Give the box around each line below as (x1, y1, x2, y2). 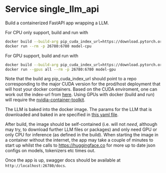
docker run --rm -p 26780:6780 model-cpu (5, 44, 92, 49)
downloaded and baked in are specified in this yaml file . (5, 112, 119, 117)
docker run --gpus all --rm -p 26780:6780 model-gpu (5, 67, 116, 72)
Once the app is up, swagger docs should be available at (5, 157, 121, 163)
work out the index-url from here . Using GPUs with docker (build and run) (5, 92, 155, 98)
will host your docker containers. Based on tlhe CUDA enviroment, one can (5, 86, 158, 92)
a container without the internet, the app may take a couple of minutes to (5, 137, 154, 143)
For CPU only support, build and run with (5, 29, 88, 35)
